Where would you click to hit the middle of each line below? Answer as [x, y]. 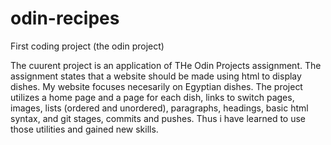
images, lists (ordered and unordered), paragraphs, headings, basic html [159, 108]
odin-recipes [65, 18]
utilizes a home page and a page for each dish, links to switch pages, [152, 97]
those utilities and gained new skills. [84, 129]
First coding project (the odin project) [87, 46]
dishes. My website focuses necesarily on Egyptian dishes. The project [156, 86]
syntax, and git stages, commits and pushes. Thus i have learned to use [158, 118]
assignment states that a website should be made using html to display [156, 76]
